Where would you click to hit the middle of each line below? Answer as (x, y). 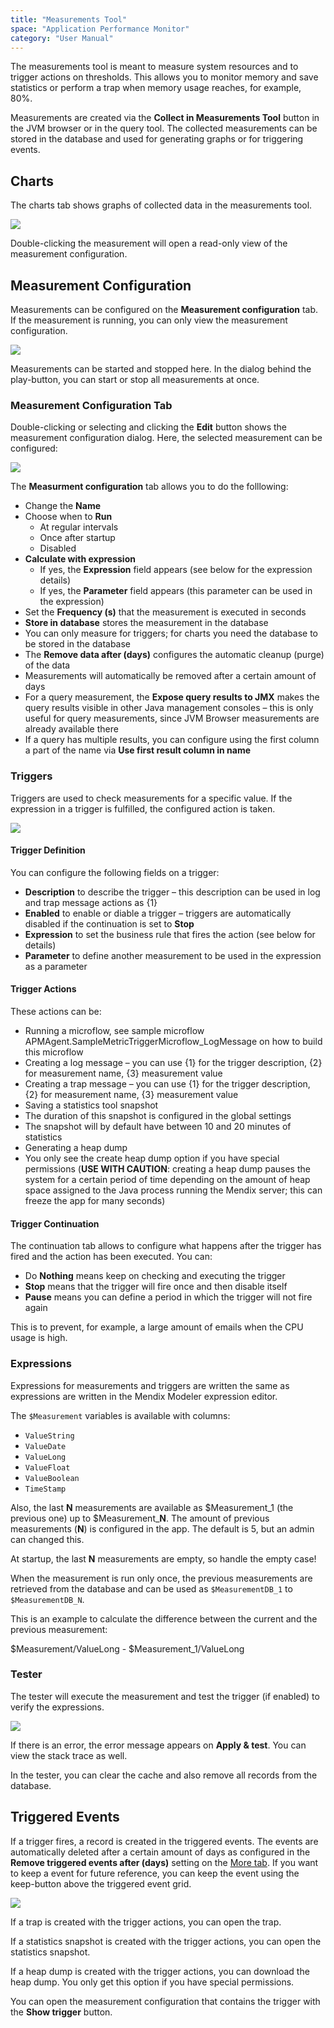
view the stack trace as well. (69, 1755)
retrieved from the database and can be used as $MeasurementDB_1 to (151, 1588)
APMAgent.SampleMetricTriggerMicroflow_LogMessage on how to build (173, 1041)
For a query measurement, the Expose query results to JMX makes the (172, 697)
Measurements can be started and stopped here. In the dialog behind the (161, 369)
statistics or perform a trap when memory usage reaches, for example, (156, 88)
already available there (71, 729)
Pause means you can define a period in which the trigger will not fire (168, 1297)
